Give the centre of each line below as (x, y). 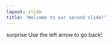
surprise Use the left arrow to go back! (54, 34)
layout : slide (24, 12)
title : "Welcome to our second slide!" (57, 17)
